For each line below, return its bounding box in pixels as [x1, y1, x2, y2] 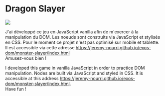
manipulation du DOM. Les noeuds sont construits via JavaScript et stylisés [5, 34, 161, 40]
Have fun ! [5, 86, 26, 92]
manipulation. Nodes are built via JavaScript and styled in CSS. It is [5, 70, 143, 76]
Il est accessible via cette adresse [5, 44, 75, 50]
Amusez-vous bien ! [5, 55, 46, 61]
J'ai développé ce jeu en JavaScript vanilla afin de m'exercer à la [5, 28, 139, 35]
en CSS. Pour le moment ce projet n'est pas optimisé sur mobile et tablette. [5, 39, 160, 45]
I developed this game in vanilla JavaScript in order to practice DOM [5, 65, 145, 71]
